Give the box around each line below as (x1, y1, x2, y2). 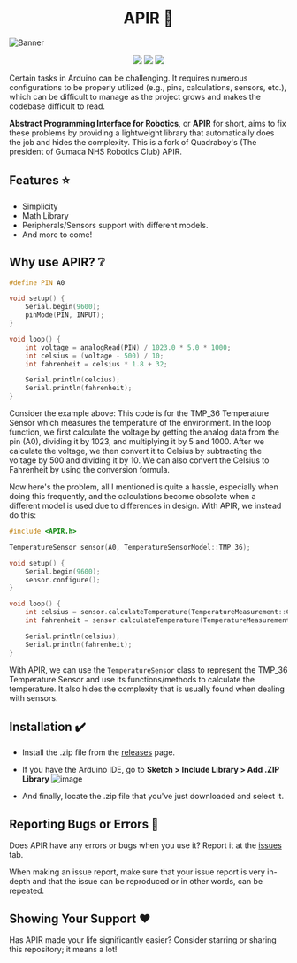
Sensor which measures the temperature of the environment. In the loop (9, 418, 272, 428)
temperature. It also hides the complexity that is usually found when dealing (9, 683, 286, 694)
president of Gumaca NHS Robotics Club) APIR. (9, 146, 183, 157)
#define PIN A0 (9, 278, 65, 287)
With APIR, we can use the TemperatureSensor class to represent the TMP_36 (9, 664, 288, 675)
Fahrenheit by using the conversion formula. (9, 465, 171, 475)
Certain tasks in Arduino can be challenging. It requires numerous (9, 73, 248, 83)
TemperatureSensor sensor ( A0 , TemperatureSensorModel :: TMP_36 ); (9, 543, 251, 551)
